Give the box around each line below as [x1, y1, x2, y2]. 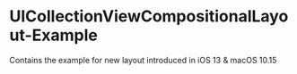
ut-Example [9, 25, 99, 45]
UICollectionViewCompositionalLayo [9, 6, 289, 27]
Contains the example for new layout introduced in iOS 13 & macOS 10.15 [9, 54, 277, 65]
